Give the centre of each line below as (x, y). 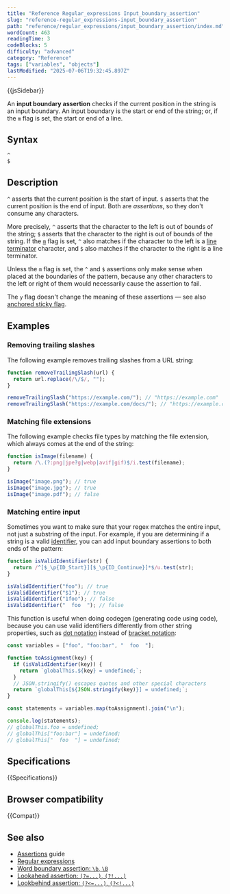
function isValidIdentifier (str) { (58, 561)
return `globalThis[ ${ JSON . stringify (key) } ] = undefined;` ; (101, 690)
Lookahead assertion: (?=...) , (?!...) (72, 876)
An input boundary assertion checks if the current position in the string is (112, 103)
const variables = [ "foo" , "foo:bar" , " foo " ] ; (81, 646)
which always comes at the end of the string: (71, 444)
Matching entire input (44, 512)
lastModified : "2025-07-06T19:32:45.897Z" (68, 71)
